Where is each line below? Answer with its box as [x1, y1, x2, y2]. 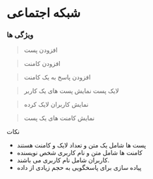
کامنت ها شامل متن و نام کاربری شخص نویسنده [16, 149, 143, 157]
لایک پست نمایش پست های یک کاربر [23, 86, 119, 95]
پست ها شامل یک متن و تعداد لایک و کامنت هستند [16, 141, 146, 150]
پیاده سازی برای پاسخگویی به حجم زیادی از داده [16, 164, 142, 172]
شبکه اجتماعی [6, 5, 81, 21]
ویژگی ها [6, 30, 34, 40]
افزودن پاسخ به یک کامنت [23, 73, 91, 81]
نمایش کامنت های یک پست [23, 114, 95, 122]
